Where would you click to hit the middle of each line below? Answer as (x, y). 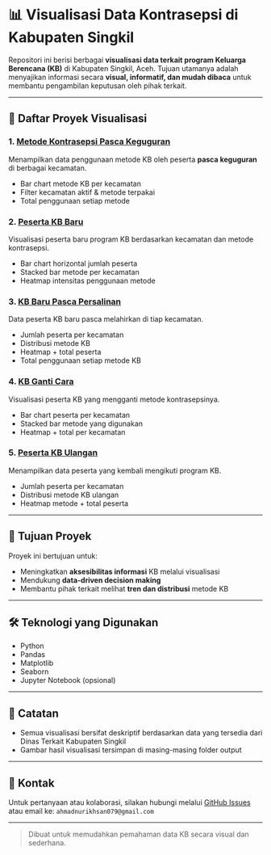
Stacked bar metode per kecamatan (79, 272)
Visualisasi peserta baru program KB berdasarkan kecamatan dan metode (131, 239)
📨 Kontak (31, 783)
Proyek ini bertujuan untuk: (53, 556)
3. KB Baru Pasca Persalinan (65, 301)
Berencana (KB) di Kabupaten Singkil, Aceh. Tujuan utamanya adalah (124, 68)
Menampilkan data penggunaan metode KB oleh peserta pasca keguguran (133, 159)
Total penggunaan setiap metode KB (81, 360)
